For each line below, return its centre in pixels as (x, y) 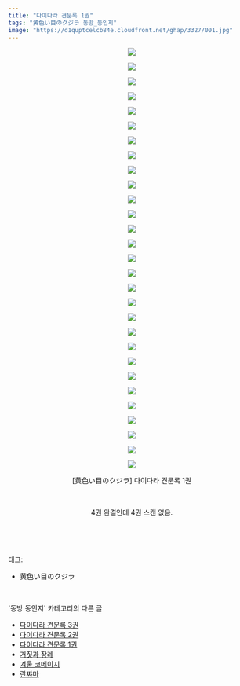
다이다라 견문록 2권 (49, 635)
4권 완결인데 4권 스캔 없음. (132, 512)
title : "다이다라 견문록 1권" (51, 15)
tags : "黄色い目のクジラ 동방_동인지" (63, 23)
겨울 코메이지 (40, 664)
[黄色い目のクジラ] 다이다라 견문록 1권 (132, 481)
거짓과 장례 (36, 655)
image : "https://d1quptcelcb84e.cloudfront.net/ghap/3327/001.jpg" (121, 30)
